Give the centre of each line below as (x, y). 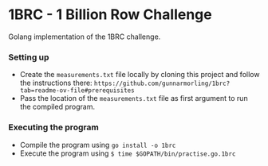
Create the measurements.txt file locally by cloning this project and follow (140, 75)
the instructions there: (56, 83)
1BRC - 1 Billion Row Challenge (110, 15)
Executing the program (54, 127)
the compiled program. (57, 107)
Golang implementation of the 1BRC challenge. (85, 37)
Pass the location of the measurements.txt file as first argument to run (134, 98)
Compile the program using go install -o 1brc (98, 145)
